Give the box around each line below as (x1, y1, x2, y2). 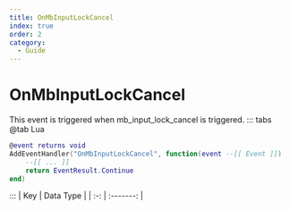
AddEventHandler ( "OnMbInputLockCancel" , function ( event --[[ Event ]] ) (9, 149, 282, 158)
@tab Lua (9, 124, 45, 135)
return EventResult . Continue (25, 166, 134, 175)
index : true (9, 21, 54, 30)
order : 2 (9, 29, 42, 38)
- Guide (17, 46, 47, 55)
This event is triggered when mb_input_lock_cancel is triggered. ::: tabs (9, 114, 272, 125)
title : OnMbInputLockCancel (9, 13, 115, 22)
